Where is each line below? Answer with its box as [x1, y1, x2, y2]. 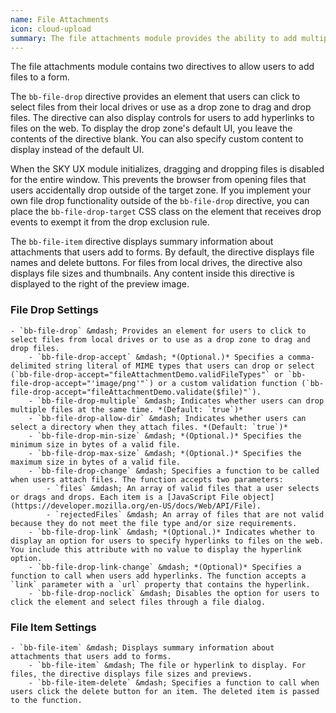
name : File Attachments [10, 14, 110, 25]
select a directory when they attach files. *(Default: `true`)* [10, 422, 288, 432]
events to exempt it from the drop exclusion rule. [10, 216, 210, 228]
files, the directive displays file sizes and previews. [10, 669, 253, 679]
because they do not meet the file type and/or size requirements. [10, 518, 298, 528]
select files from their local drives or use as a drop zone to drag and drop [10, 101, 312, 113]
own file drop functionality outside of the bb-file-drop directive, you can [10, 195, 310, 207]
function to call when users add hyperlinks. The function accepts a [10, 571, 307, 581]
